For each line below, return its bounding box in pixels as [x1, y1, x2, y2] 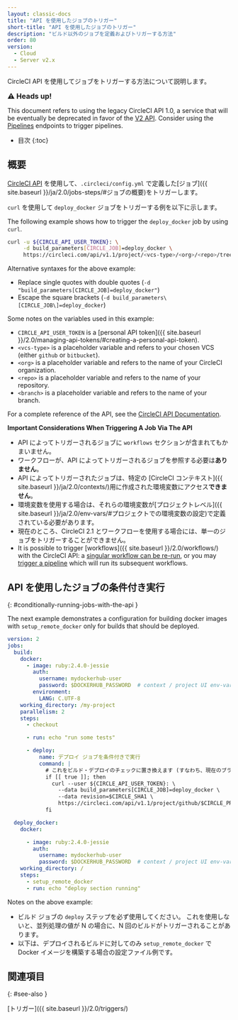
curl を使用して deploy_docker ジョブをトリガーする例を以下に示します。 [7, 203, 221, 212]
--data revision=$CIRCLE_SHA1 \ [57, 793, 154, 801]
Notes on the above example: [7, 897, 93, 906]
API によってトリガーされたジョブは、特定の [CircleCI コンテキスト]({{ [17, 473, 223, 483]
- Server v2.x [13, 57, 55, 64]
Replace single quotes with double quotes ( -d [17, 278, 151, 287]
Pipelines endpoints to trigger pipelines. [7, 121, 124, 130]
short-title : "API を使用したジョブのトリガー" [7, 23, 137, 31]
